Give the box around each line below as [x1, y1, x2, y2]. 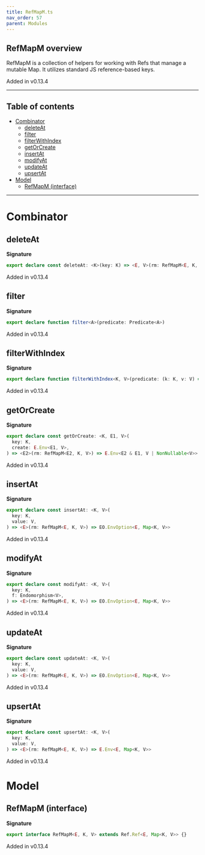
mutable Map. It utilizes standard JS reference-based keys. [6, 66, 156, 74]
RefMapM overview [6, 43, 82, 53]
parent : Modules [6, 20, 48, 26]
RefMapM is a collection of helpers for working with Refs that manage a [6, 59, 187, 67]
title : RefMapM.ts [6, 9, 53, 15]
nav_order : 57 [6, 15, 43, 21]
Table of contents [6, 101, 74, 112]
